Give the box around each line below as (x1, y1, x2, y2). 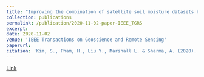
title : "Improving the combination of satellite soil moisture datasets (6, 8, 194, 15)
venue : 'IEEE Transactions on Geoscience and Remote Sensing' (6, 37, 167, 43)
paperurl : (6, 43, 32, 49)
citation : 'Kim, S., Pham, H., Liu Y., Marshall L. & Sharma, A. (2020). (6, 48, 197, 54)
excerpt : (6, 25, 29, 32)
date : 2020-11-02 (6, 31, 50, 37)
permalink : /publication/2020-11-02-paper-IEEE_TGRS (6, 20, 143, 26)
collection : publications (6, 14, 72, 20)
